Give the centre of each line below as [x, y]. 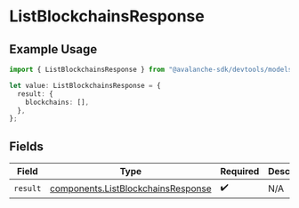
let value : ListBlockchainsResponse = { [85, 85]
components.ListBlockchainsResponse [131, 188]
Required [240, 172]
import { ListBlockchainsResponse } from [87, 69]
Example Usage [53, 49]
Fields [27, 146]
